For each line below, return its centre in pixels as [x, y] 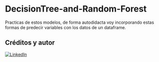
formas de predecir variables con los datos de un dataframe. [65, 27]
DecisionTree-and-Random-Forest [76, 9]
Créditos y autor [30, 43]
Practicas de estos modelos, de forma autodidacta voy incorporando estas [79, 22]
